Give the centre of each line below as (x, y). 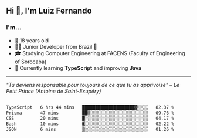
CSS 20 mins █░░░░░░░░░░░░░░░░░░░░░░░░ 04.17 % (90, 118)
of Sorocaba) (30, 62)
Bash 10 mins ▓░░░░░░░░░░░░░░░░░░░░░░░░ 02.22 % (90, 124)
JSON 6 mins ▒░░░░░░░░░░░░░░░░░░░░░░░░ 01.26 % (90, 129)
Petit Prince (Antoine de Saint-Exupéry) (54, 91)
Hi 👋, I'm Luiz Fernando (49, 11)
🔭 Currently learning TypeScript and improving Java (78, 68)
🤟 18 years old (31, 40)
